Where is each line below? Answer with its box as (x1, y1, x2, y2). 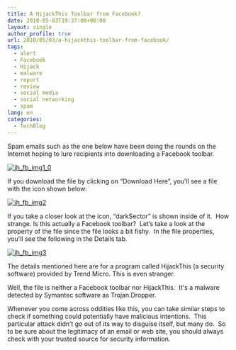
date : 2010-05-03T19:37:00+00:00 (7, 17, 106, 24)
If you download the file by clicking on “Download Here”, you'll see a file (7, 176, 218, 185)
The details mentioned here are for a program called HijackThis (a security (7, 261, 225, 270)
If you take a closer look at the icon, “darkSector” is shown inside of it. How (7, 212, 230, 220)
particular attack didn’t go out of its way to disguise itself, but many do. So (7, 320, 226, 328)
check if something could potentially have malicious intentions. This (7, 312, 207, 320)
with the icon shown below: (7, 184, 87, 193)
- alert (13, 50, 37, 57)
